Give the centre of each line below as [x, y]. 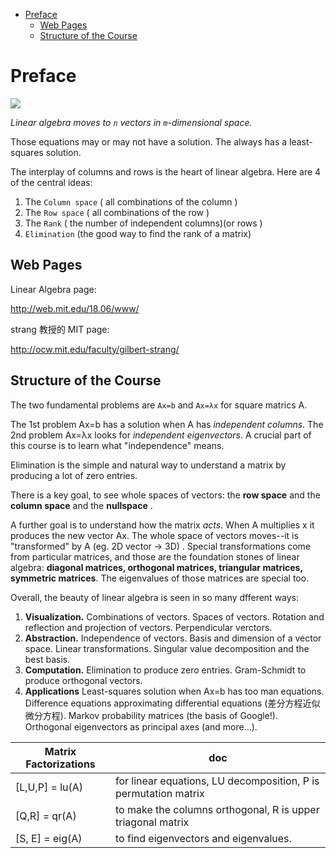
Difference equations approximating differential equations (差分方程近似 [172, 703]
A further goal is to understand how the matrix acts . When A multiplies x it [162, 525]
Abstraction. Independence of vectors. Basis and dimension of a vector [173, 638]
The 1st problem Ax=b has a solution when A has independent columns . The [167, 424]
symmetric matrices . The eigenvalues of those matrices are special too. [160, 578]
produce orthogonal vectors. [83, 680]
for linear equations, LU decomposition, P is [217, 781]
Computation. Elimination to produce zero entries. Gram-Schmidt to [165, 670]
